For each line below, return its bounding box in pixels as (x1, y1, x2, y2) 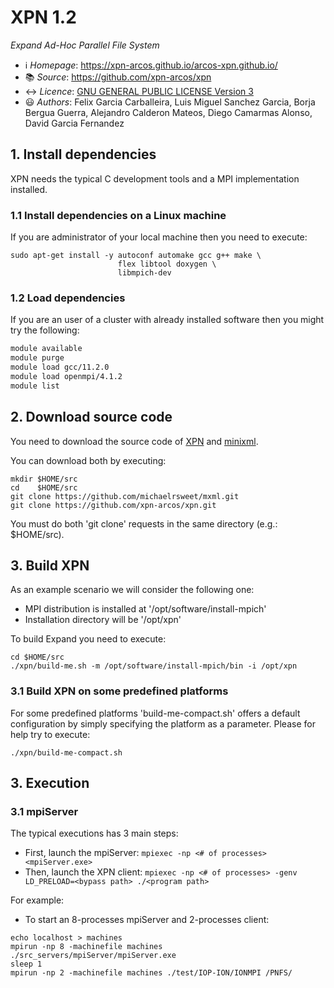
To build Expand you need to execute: (10, 633, 167, 645)
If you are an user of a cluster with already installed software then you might (10, 314, 325, 326)
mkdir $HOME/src (10, 474, 78, 484)
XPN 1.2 (10, 6, 77, 29)
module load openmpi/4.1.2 (10, 371, 123, 381)
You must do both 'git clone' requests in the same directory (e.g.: (10, 517, 278, 530)
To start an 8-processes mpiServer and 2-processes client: (24, 914, 270, 926)
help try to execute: (10, 728, 91, 740)
